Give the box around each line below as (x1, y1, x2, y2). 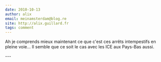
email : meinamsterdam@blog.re (5, 16, 67, 21)
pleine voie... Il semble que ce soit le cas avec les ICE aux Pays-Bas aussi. (5, 44, 155, 50)
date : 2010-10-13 (5, 7, 41, 12)
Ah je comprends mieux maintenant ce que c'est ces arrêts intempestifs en (5, 39, 156, 44)
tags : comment (5, 25, 34, 30)
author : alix (5, 12, 32, 17)
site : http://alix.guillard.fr (5, 21, 69, 26)
